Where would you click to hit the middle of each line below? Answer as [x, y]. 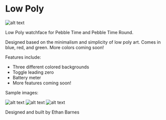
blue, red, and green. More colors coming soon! [55, 47]
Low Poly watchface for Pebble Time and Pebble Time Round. [69, 32]
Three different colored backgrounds [51, 67]
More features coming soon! [42, 83]
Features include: [23, 57]
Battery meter [27, 77]
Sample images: [22, 92]
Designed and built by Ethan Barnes [42, 112]
